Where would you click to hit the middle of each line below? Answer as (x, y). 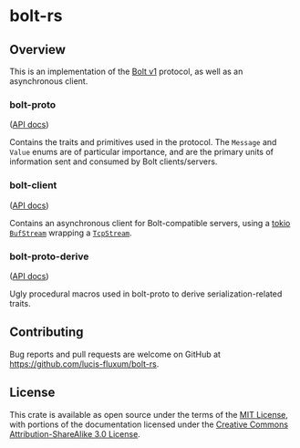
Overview (38, 50)
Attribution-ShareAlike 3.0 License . (75, 433)
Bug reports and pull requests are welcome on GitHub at (115, 354)
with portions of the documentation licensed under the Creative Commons (149, 424)
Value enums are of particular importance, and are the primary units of (142, 152)
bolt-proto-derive (49, 256)
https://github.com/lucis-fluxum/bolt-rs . (84, 364)
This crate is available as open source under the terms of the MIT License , (149, 414)
